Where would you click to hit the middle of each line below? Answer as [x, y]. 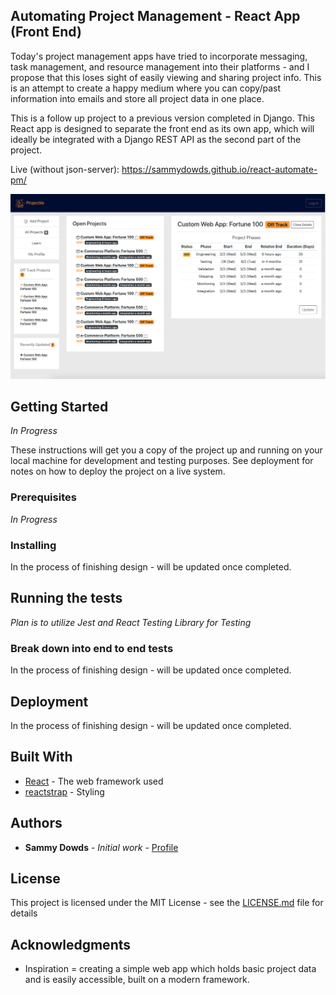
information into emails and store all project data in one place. [137, 98]
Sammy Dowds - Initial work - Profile [101, 847]
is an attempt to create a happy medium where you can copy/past [145, 88]
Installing [33, 545]
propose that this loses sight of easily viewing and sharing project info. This [166, 77]
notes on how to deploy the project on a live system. [118, 471]
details [24, 913]
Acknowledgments [71, 944]
